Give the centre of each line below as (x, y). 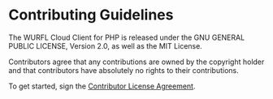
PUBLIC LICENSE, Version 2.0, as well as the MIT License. (106, 45)
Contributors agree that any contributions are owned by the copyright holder (136, 62)
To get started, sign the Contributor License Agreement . (102, 86)
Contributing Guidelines (91, 15)
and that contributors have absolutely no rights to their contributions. (123, 70)
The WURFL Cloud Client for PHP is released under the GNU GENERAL (127, 37)
